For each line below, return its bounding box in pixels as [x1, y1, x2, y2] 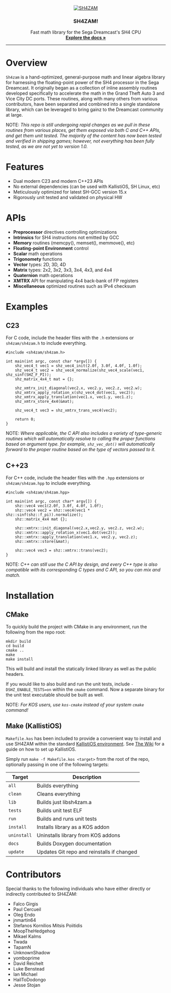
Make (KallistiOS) [6, 722, 62, 730]
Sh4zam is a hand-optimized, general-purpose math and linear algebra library [6, 74, 165, 80]
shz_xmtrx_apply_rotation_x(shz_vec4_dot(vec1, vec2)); [15, 390, 136, 395]
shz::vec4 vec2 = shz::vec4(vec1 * [15, 508, 90, 513]
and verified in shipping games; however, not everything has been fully [6, 138, 155, 144]
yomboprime [13, 955, 40, 961]
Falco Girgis [13, 901, 39, 907]
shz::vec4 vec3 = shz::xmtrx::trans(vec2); [15, 547, 109, 553]
